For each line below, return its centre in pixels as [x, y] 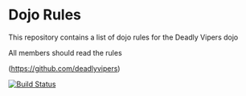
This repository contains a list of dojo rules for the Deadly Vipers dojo [123, 37]
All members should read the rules [65, 52]
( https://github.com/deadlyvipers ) [64, 68]
